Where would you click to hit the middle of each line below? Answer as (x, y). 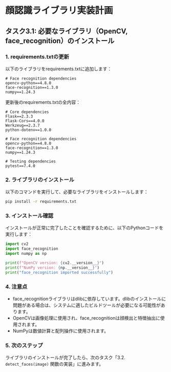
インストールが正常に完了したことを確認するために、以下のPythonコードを (84, 228)
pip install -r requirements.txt (41, 202)
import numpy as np (26, 254)
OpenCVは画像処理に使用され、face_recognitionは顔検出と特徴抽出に (86, 318)
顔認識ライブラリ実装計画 (59, 11)
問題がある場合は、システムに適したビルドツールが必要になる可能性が (87, 305)
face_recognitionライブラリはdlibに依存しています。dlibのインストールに (89, 299)
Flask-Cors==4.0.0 (25, 121)
